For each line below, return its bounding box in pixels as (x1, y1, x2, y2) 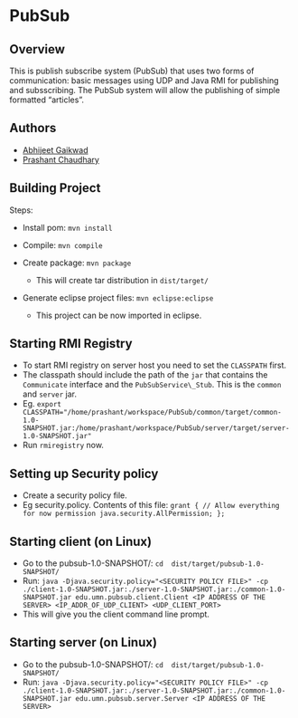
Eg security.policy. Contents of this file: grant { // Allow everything (22, 500, 280, 511)
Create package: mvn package (22, 257, 132, 268)
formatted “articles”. (9, 94, 84, 105)
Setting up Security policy (9, 465, 159, 481)
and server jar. (22, 388, 78, 399)
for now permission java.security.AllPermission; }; (22, 509, 226, 519)
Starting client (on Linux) (9, 533, 152, 549)
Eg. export (22, 398, 61, 409)
